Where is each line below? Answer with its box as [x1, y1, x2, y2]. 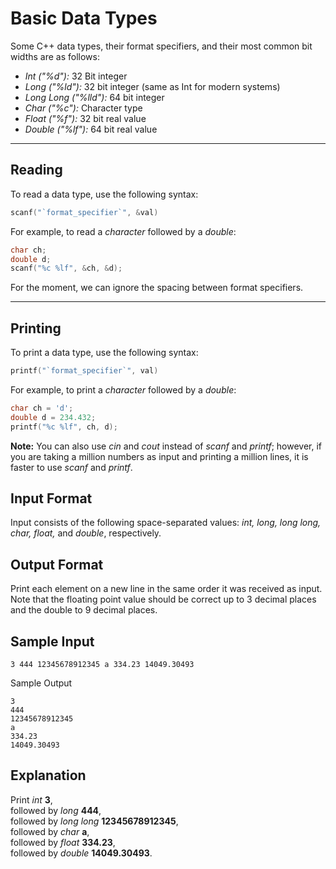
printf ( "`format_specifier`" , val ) [10, 366, 159, 376]
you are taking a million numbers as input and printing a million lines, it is [10, 450, 309, 462]
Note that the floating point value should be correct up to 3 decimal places [10, 593, 317, 606]
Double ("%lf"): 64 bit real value [24, 123, 158, 135]
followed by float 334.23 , [10, 836, 116, 848]
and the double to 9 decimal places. [10, 604, 158, 616]
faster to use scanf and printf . [10, 461, 133, 473]
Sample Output [10, 677, 73, 689]
